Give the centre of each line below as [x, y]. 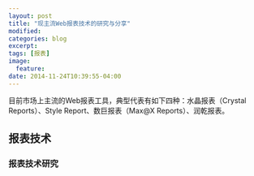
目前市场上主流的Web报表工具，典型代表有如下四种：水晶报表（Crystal [127, 100]
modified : [25, 31]
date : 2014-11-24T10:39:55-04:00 [65, 76]
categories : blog [38, 39]
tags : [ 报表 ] [29, 54]
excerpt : [23, 46]
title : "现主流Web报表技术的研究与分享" [70, 24]
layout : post [30, 16]
